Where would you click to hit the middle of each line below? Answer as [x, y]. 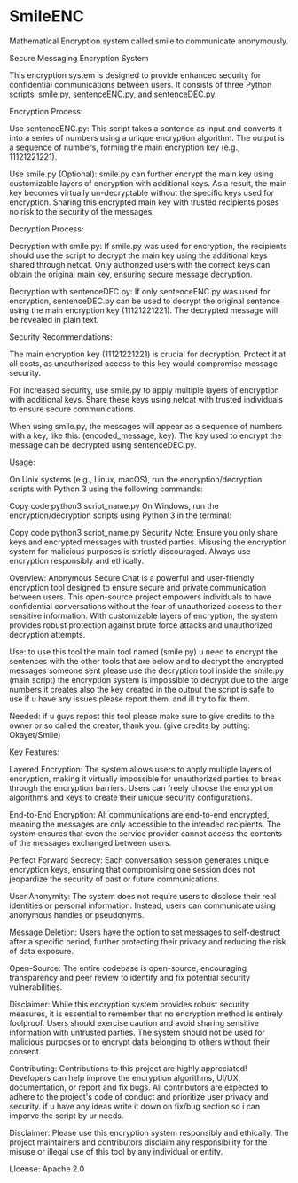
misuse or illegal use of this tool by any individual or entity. [116, 1151]
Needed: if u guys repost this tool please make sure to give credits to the [142, 716]
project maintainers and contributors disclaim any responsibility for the [138, 1142]
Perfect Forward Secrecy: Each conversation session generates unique [139, 860]
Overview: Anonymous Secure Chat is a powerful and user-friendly [132, 577]
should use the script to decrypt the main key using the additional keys [138, 255]
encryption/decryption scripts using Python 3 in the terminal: [121, 515]
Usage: [22, 462]
